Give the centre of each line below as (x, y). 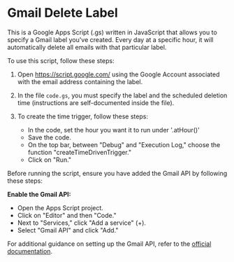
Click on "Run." (50, 160)
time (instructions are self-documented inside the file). (96, 102)
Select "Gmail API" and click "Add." (68, 230)
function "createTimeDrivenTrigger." (79, 152)
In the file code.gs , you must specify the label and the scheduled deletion (122, 95)
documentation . (30, 251)
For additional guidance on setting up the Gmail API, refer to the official (109, 244)
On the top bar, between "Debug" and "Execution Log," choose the (124, 144)
